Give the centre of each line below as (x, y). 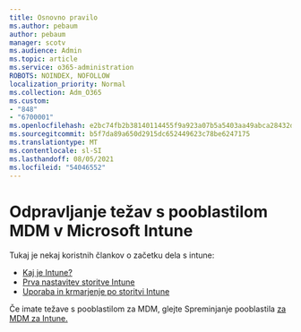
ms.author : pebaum (43, 26)
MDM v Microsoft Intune (101, 230)
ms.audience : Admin (46, 51)
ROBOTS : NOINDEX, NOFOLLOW (60, 76)
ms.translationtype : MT (54, 142)
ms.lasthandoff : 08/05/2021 (62, 159)
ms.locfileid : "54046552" (57, 167)
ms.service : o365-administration (72, 68)
